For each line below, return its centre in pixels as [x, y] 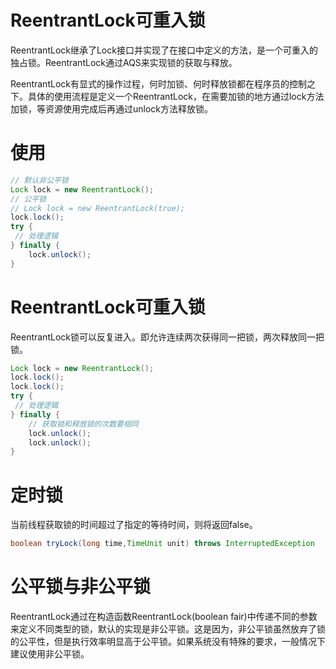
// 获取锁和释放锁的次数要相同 [83, 424]
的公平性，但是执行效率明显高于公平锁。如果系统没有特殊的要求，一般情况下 [168, 642]
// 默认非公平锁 [39, 180]
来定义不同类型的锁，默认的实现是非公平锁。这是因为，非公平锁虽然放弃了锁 [168, 629]
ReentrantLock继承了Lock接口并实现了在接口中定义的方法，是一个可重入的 [164, 50]
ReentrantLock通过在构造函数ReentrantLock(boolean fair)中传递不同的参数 [164, 617]
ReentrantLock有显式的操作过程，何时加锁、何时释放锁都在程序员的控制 [158, 83]
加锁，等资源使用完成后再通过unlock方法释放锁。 [112, 108]
